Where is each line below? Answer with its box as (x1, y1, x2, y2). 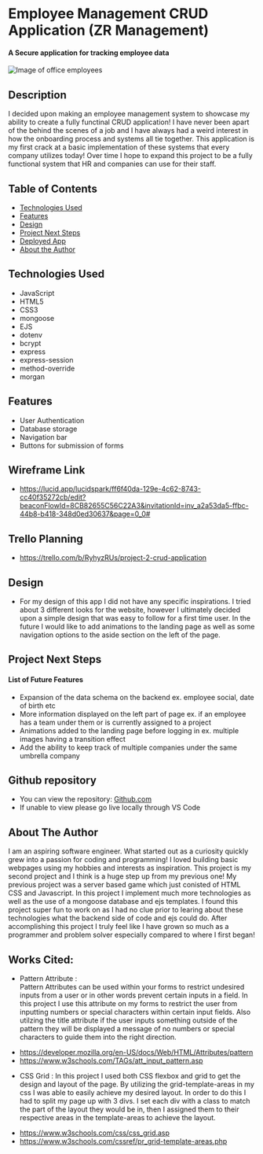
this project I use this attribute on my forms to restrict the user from (19, 999, 238, 1008)
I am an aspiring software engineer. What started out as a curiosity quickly (8, 846, 249, 856)
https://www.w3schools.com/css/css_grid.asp (19, 1128, 170, 1137)
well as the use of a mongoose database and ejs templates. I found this (8, 897, 238, 906)
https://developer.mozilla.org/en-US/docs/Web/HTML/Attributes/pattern (19, 1048, 254, 1057)
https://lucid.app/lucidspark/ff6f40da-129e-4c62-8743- (19, 485, 202, 494)
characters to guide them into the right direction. (19, 1032, 177, 1042)
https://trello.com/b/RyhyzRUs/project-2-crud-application (19, 553, 206, 562)
